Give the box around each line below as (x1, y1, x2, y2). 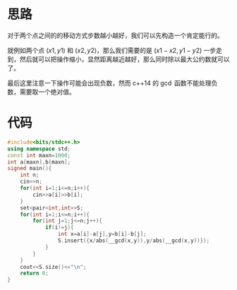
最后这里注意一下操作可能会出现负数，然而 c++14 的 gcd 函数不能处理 (7, 78, 212, 87)
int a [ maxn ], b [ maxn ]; (7, 158, 71, 166)
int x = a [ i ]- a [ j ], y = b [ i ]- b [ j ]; (57, 231, 147, 238)
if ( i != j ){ (44, 224, 74, 231)
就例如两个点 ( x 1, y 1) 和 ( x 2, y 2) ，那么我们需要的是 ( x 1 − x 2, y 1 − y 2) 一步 (7, 46, 217, 54)
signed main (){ (7, 165, 52, 172)
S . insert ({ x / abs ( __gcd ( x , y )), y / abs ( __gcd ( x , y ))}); (57, 237, 210, 244)
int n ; (20, 171, 39, 179)
